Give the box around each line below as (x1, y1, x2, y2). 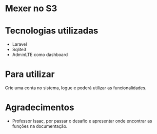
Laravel (12, 41, 27, 47)
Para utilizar (5, 69, 55, 80)
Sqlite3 (12, 47, 27, 53)
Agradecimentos (5, 102, 75, 113)
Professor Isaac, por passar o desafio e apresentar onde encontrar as (12, 118, 153, 124)
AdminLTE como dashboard (12, 52, 68, 57)
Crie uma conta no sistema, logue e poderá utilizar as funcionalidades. (5, 85, 147, 91)
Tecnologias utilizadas (5, 25, 98, 37)
